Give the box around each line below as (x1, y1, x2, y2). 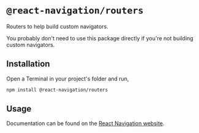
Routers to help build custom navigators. (6, 23, 108, 30)
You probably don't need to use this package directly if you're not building (6, 34, 194, 41)
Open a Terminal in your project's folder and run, (6, 75, 129, 82)
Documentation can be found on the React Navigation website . (6, 120, 165, 127)
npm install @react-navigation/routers (6, 87, 108, 93)
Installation (6, 59, 50, 69)
